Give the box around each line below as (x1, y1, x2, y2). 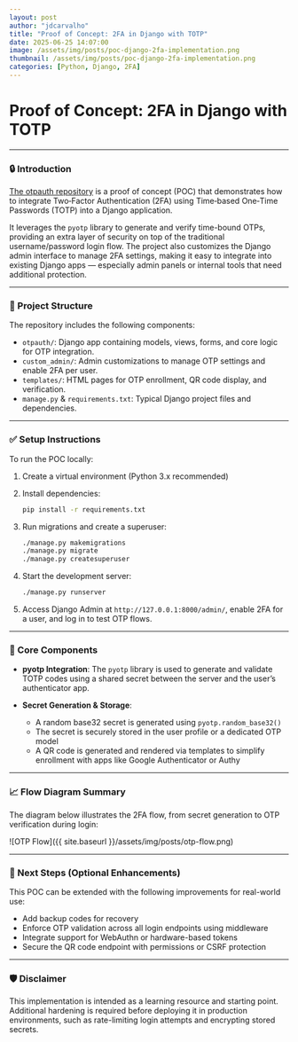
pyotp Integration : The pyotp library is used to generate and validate (21, 664, 273, 675)
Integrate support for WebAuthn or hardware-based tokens (21, 932, 238, 943)
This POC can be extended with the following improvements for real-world (9, 886, 281, 897)
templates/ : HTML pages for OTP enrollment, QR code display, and (21, 374, 268, 386)
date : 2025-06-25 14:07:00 (9, 37, 109, 47)
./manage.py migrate (21, 546, 98, 555)
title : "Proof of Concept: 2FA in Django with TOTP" (9, 29, 208, 38)
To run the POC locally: (9, 453, 94, 464)
